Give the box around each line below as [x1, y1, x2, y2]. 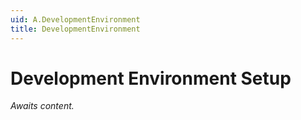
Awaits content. [10, 100, 75, 112]
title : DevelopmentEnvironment [10, 24, 141, 34]
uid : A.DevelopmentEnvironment [10, 14, 141, 25]
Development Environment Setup [10, 67, 292, 90]
